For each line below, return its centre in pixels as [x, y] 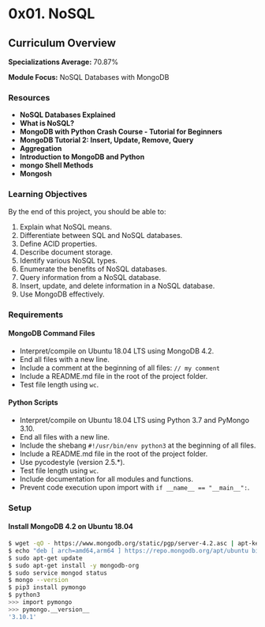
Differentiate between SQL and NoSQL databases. [101, 235]
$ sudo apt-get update [45, 558]
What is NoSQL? [47, 123]
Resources [29, 97]
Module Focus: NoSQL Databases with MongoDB [89, 77]
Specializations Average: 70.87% [63, 62]
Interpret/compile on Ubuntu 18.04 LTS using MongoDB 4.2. [117, 351]
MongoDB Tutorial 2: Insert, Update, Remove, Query [106, 140]
